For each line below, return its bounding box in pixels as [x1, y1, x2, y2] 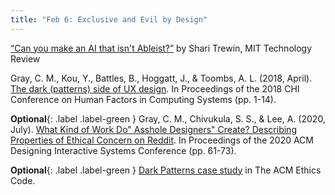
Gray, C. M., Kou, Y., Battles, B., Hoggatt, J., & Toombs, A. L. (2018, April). [10, 72, 313, 84]
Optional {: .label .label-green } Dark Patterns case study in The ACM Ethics [10, 164, 322, 176]
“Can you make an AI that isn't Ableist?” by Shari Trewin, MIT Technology [10, 42, 313, 54]
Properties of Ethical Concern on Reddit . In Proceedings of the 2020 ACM [10, 134, 314, 146]
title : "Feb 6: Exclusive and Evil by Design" [10, 14, 208, 25]
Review [10, 52, 41, 65]
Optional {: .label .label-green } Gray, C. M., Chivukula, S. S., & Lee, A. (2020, [10, 112, 326, 125]
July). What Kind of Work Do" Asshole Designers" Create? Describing [10, 123, 297, 135]
